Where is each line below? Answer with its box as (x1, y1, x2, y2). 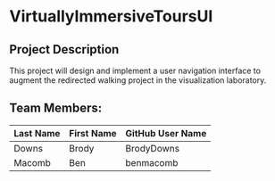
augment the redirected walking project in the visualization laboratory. (9, 75, 267, 86)
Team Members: (9, 101, 103, 116)
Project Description (9, 42, 120, 57)
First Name (69, 127, 118, 139)
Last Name (13, 127, 61, 139)
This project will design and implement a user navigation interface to (9, 65, 262, 76)
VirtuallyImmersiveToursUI (9, 6, 213, 27)
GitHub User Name (125, 127, 207, 139)
